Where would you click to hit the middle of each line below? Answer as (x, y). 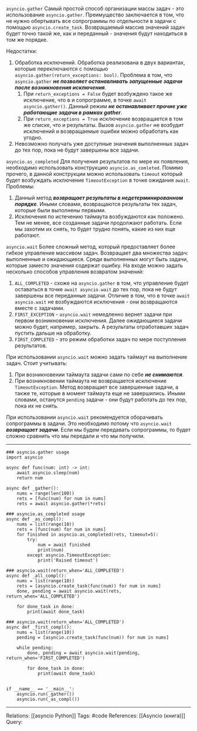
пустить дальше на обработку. (53, 333)
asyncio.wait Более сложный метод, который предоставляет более (91, 247)
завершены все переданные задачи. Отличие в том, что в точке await (102, 296)
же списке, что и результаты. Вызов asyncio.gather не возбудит (103, 125)
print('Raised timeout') (68, 560)
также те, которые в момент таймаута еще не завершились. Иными (100, 393)
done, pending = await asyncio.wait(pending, (84, 653)
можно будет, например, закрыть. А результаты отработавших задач (101, 327)
